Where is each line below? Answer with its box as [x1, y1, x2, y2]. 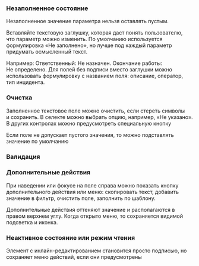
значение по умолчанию [6, 137, 69, 145]
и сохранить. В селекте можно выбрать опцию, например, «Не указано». [6, 113, 193, 120]
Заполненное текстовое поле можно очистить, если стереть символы [6, 107, 185, 114]
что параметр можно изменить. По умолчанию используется [6, 36, 163, 43]
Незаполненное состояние [6, 4, 89, 12]
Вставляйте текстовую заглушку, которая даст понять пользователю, [6, 29, 183, 36]
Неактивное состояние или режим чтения [6, 233, 135, 242]
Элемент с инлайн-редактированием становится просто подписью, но [6, 247, 187, 254]
